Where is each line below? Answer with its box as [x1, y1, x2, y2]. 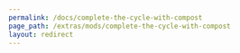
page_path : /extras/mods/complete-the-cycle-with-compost [8, 22, 231, 31]
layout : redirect [8, 30, 74, 39]
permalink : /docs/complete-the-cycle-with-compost [8, 13, 203, 22]
